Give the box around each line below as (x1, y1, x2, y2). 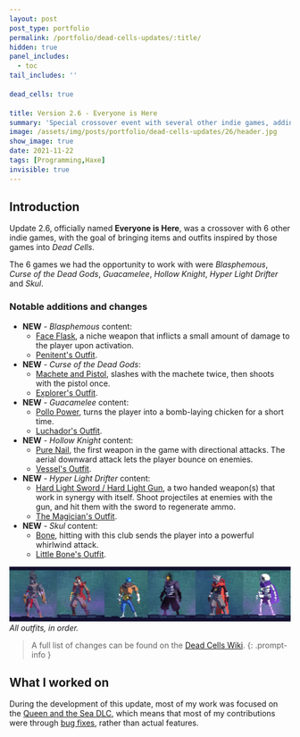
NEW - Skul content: (21, 520, 98, 531)
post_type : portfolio (9, 23, 90, 33)
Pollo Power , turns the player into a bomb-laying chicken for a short (35, 406, 284, 417)
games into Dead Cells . (9, 242, 96, 253)
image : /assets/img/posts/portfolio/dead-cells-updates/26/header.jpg (9, 128, 278, 137)
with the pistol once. (35, 378, 111, 389)
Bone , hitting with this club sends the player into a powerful (35, 530, 254, 540)
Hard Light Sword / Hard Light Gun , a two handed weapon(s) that (35, 482, 275, 493)
